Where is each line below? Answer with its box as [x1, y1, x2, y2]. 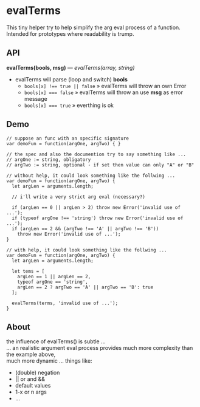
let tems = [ [12, 268, 45, 274]
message [24, 95, 47, 102]
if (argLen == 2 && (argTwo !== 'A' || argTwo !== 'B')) [12, 225, 159, 231]
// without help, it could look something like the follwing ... [6, 173, 175, 179]
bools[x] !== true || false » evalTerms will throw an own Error [24, 82, 187, 89]
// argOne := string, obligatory [6, 156, 91, 163]
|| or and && [15, 375, 46, 383]
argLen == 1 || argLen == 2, [17, 273, 91, 279]
